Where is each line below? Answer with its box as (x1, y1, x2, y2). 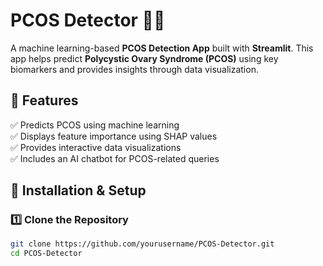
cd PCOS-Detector (10, 249, 83, 259)
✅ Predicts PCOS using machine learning (10, 119, 180, 131)
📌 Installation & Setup (10, 182, 147, 199)
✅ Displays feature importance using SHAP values (10, 130, 218, 142)
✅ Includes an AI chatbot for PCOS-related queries (10, 152, 220, 164)
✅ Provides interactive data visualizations (10, 141, 182, 153)
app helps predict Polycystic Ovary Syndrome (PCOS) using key (10, 52, 279, 64)
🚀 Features (10, 92, 79, 109)
